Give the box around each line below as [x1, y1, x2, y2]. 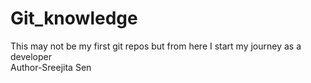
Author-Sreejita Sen [10, 61, 92, 73]
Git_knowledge [10, 7, 138, 30]
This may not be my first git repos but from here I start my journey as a [10, 40, 302, 52]
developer [10, 50, 53, 62]
